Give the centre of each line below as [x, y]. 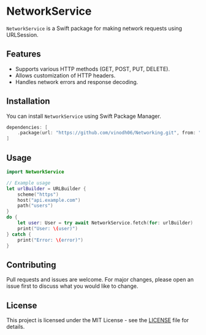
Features [24, 54]
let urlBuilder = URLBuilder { [46, 188]
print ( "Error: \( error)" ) [51, 240]
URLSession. [22, 34]
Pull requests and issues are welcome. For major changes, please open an [100, 280]
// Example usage [29, 183]
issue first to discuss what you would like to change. [72, 286]
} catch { [19, 234]
